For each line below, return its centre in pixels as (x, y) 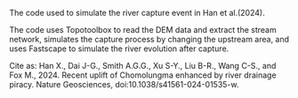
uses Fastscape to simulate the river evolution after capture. (119, 49)
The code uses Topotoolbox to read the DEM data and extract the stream (143, 30)
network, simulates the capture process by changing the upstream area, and (149, 39)
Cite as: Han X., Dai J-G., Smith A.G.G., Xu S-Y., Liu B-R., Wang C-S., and (143, 66)
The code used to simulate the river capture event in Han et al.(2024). (137, 13)
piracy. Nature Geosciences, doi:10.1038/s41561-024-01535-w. (124, 84)
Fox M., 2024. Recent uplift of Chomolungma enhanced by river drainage (143, 75)
